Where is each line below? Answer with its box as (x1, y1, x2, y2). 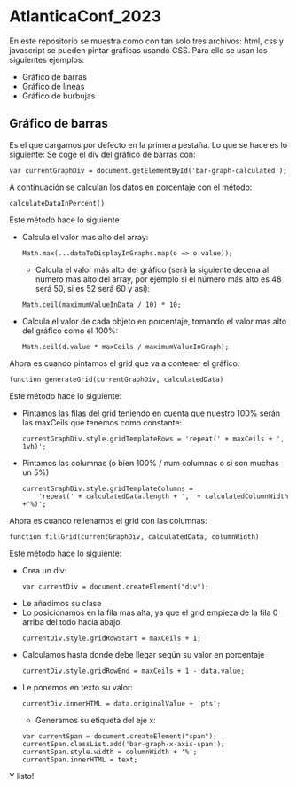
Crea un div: (21, 565, 67, 575)
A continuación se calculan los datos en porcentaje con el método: (9, 182, 253, 192)
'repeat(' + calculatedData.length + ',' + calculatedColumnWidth (38, 492, 289, 501)
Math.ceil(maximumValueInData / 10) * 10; (21, 300, 182, 309)
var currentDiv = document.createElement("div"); (21, 582, 210, 591)
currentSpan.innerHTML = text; (21, 755, 138, 764)
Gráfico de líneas (21, 81, 85, 91)
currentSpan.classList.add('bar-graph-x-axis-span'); (21, 739, 225, 748)
